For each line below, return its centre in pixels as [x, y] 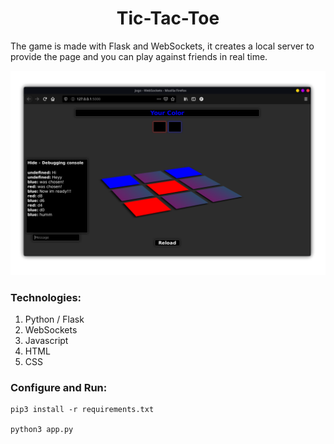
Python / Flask [54, 319]
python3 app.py [42, 430]
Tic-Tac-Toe [168, 18]
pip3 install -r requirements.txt [82, 410]
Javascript [46, 341]
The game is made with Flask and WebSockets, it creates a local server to [162, 46]
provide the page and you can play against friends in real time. [139, 56]
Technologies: [46, 297]
